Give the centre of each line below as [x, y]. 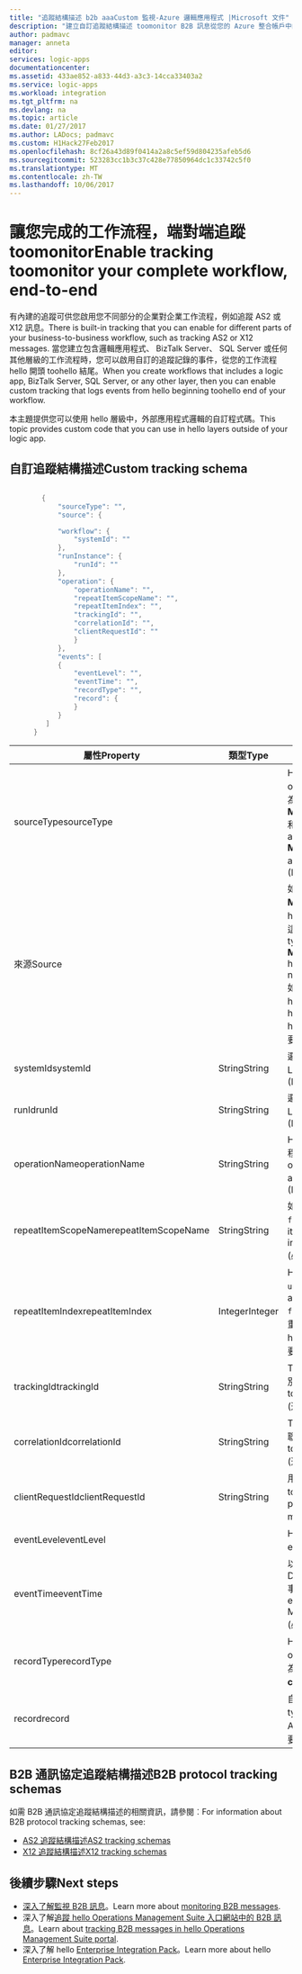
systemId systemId [53, 1068]
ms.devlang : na [38, 110]
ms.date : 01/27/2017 [48, 127]
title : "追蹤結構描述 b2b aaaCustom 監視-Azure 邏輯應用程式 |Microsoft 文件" [150, 18]
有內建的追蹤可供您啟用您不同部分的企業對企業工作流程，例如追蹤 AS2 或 [145, 317]
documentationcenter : [50, 68]
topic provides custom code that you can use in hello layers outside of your [149, 429]
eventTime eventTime [58, 1594]
